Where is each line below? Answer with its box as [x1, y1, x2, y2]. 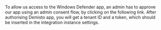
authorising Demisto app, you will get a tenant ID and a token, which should [5, 15, 156, 20]
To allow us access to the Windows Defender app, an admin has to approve [5, 4, 156, 10]
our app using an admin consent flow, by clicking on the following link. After [5, 9, 157, 15]
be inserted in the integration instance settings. [5, 19, 99, 25]
